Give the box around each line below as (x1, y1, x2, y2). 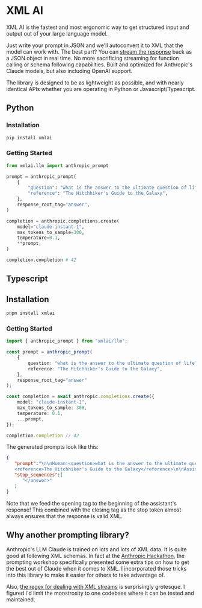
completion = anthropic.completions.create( (6, 218, 120, 224)
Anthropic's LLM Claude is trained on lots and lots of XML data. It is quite (6, 546, 187, 553)
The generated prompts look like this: (6, 443, 99, 451)
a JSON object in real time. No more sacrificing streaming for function (6, 54, 179, 62)
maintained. (6, 596, 35, 603)
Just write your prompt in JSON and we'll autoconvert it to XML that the (6, 42, 183, 49)
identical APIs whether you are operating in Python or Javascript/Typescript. (6, 85, 196, 92)
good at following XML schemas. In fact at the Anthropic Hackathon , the (6, 553, 185, 560)
